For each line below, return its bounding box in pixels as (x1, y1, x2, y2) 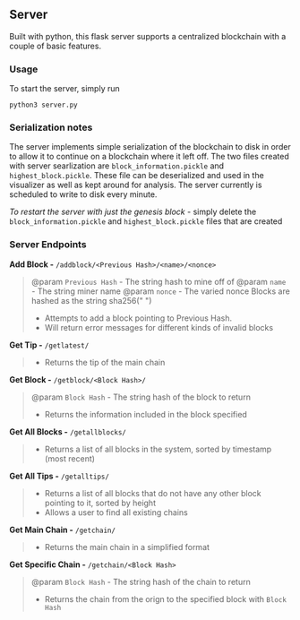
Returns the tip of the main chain (44, 357, 166, 367)
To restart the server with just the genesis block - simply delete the (9, 206, 257, 218)
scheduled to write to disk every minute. (9, 189, 158, 200)
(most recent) (44, 452, 96, 464)
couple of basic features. (9, 40, 101, 51)
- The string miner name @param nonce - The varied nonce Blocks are (30, 286, 291, 297)
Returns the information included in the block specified (44, 409, 248, 419)
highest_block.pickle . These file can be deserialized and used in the (9, 170, 264, 181)
